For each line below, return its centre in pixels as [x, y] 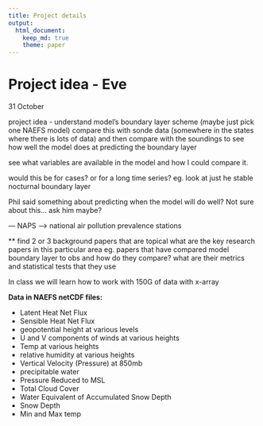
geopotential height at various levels [79, 330]
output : [21, 23]
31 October [26, 106]
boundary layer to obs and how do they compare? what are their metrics [126, 258]
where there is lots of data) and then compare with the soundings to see [126, 139]
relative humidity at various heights [77, 355]
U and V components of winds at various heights [100, 338]
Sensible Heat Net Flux [57, 321]
